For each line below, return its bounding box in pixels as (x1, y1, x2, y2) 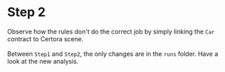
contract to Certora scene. (7, 34, 84, 43)
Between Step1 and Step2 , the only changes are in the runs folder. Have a (7, 50, 219, 58)
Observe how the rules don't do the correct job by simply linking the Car (7, 27, 215, 36)
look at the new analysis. (7, 57, 79, 65)
